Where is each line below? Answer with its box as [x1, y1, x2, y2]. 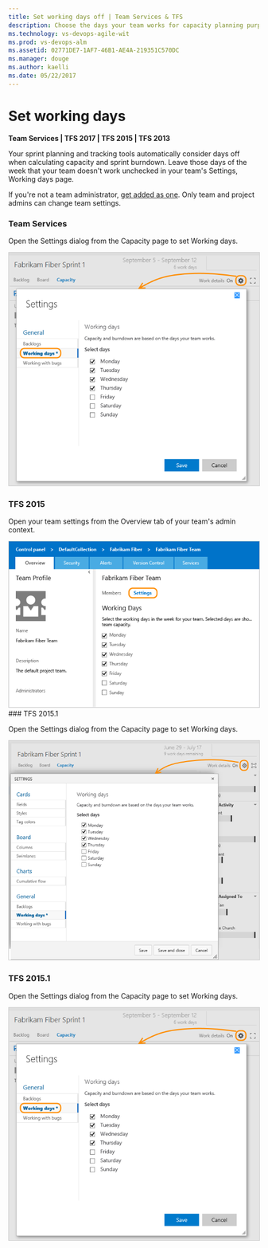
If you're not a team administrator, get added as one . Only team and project [8, 190, 255, 199]
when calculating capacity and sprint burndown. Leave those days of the [8, 157, 247, 167]
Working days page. [8, 174, 74, 183]
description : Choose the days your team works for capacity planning [8, 21, 244, 29]
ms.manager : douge [8, 55, 69, 63]
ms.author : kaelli [8, 64, 69, 72]
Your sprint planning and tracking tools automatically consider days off [8, 148, 240, 159]
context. [8, 524, 36, 534]
